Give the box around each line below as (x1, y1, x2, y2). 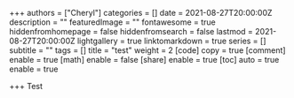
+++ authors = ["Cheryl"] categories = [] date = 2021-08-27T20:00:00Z (9, 8, 273, 18)
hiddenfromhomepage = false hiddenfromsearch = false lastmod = (9, 26, 253, 36)
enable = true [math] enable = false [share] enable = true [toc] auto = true (9, 55, 280, 64)
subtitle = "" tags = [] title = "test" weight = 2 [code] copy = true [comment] (9, 45, 286, 56)
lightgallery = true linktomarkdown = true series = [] (76, 35, 266, 46)
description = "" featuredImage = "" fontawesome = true (9, 17, 216, 27)
